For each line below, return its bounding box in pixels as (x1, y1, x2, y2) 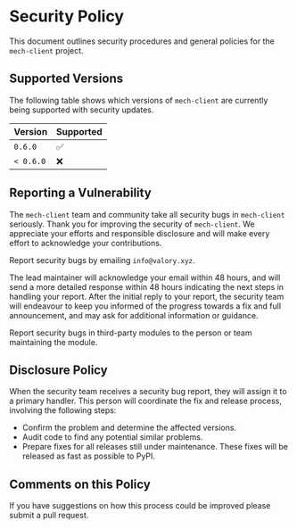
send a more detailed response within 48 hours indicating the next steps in (9, 281, 284, 292)
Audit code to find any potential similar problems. (21, 432, 203, 442)
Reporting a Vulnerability (9, 186, 152, 201)
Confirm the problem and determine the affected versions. (21, 422, 237, 434)
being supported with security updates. (9, 104, 154, 115)
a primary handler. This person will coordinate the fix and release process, (9, 395, 283, 407)
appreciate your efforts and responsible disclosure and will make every (9, 227, 270, 238)
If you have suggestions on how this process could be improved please (9, 500, 271, 511)
